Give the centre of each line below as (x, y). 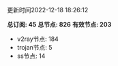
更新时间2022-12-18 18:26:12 (48, 10)
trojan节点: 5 (34, 47)
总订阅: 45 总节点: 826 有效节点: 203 (59, 24)
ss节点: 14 (31, 56)
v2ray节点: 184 (38, 39)
